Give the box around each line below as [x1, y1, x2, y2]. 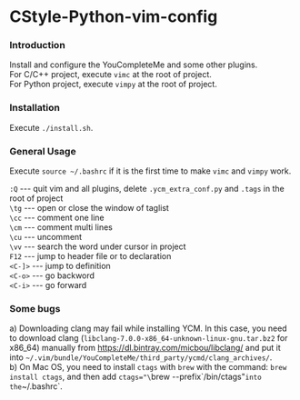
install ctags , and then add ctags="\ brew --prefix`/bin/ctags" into [9, 371, 262, 383]
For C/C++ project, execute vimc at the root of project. [9, 69, 212, 80]
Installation [9, 102, 61, 115]
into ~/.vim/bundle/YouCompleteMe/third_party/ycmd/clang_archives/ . [9, 352, 273, 363]
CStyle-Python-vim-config [9, 6, 218, 27]
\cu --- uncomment [9, 232, 83, 243]
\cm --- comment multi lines [9, 222, 114, 233]
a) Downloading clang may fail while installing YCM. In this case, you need [9, 323, 288, 334]
